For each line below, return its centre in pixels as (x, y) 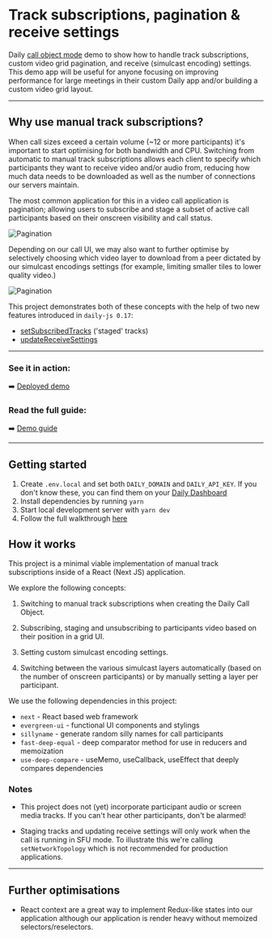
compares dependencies (62, 768)
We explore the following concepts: (68, 587)
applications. (41, 857)
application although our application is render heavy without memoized (138, 919)
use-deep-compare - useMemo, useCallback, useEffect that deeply (130, 759)
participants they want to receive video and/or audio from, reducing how (129, 167)
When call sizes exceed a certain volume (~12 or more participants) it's (127, 141)
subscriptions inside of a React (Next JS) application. (97, 572)
